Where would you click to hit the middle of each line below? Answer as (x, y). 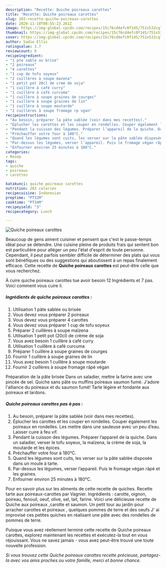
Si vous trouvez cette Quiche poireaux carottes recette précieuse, (72, 555)
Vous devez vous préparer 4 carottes (50, 320)
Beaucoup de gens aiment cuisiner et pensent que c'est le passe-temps (79, 240)
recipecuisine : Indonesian (33, 193)
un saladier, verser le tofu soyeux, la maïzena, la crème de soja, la (80, 443)
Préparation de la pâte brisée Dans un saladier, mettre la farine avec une (79, 377)
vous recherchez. (23, 271)
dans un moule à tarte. (35, 464)
